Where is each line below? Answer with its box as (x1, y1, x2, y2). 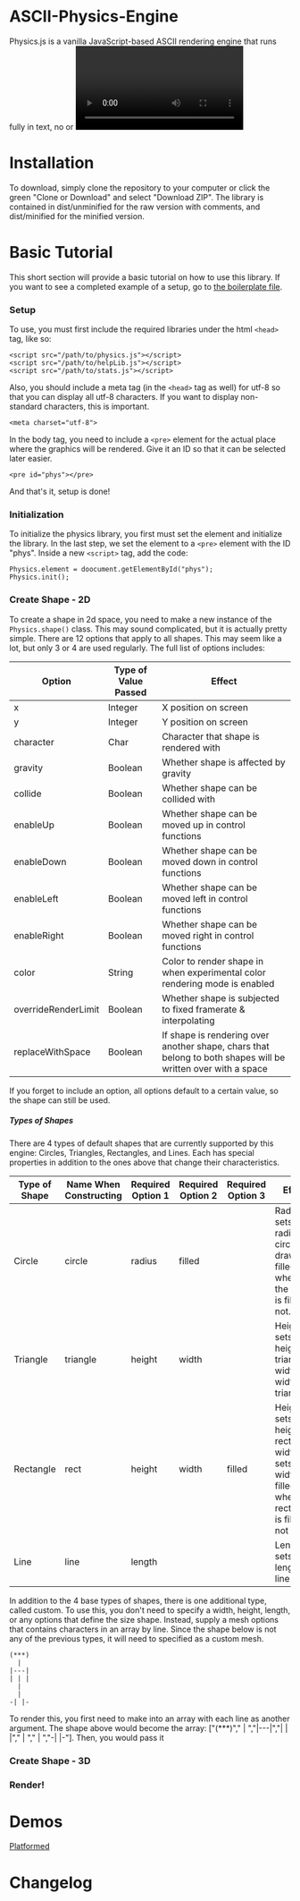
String (108, 966, 134, 979)
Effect (211, 675, 237, 687)
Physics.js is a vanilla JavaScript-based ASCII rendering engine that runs (9, 36, 277, 47)
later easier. (9, 454, 53, 464)
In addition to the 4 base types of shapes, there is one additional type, (9, 1595, 267, 1606)
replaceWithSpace (13, 1045, 91, 1057)
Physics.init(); (9, 573, 70, 582)
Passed (114, 686, 147, 699)
